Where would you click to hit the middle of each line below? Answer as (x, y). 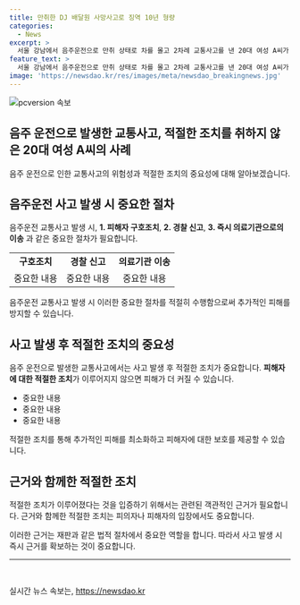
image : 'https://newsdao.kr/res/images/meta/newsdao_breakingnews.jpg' (145, 76)
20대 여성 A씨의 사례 (77, 150)
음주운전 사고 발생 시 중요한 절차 (92, 204)
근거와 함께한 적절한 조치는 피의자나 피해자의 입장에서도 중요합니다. (137, 516)
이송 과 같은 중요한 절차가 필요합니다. (74, 239)
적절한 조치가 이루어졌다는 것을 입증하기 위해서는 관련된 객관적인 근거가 (133, 505)
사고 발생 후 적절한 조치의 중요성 (92, 344)
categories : (31, 26)
